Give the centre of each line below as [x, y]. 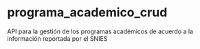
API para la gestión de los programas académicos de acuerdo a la [100, 31]
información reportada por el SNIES [57, 38]
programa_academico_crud [87, 13]
